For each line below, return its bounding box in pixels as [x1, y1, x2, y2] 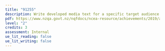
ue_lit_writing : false [5, 39, 52, 44]
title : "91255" [5, 7, 36, 12]
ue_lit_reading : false [5, 34, 52, 39]
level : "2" [5, 20, 27, 26]
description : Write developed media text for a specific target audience [5, 12, 160, 17]
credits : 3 [5, 25, 27, 30]
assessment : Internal [5, 30, 50, 34]
